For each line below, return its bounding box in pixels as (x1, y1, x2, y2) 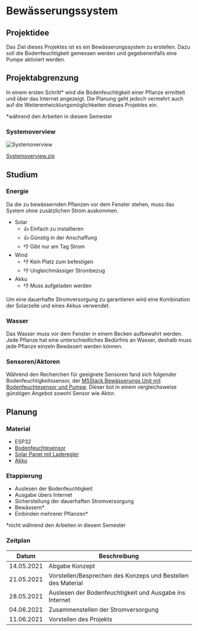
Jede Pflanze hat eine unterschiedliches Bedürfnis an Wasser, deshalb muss (6, 336, 192, 344)
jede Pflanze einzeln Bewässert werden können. (6, 343, 123, 350)
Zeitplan (6, 536, 31, 545)
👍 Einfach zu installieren (23, 225, 84, 232)
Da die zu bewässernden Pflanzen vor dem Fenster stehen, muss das (6, 200, 175, 208)
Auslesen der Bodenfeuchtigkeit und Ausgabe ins (48, 588, 186, 597)
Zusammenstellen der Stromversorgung (48, 605, 159, 613)
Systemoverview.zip (6, 153, 55, 160)
